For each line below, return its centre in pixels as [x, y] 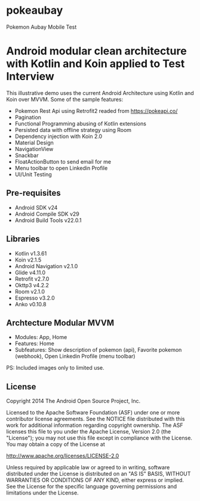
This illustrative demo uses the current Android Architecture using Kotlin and [100, 93]
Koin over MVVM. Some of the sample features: [65, 99]
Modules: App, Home [41, 337]
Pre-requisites [33, 193]
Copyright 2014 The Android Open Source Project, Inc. [73, 401]
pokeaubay [35, 10]
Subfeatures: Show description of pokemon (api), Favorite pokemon [98, 350]
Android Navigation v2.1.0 [46, 266]
